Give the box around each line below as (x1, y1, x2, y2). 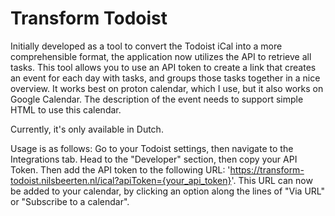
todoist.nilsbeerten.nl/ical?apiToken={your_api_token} (10, 174, 232, 186)
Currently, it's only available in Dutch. (10, 123, 164, 135)
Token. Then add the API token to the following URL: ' (10, 163, 231, 176)
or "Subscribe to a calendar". (10, 195, 130, 207)
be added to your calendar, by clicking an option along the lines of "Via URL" (10, 185, 326, 197)
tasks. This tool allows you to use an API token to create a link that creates (10, 61, 317, 73)
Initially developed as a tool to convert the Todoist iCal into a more (10, 40, 283, 52)
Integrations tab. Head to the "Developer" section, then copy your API (10, 153, 298, 165)
